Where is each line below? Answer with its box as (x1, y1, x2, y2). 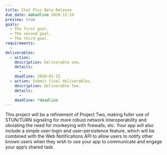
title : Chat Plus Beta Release (5, 7, 72, 13)
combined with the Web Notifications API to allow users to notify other (5, 133, 153, 139)
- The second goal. (10, 31, 52, 36)
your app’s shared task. (5, 144, 55, 150)
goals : (5, 21, 19, 27)
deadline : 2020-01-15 (14, 74, 60, 79)
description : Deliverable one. (14, 60, 81, 65)
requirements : (5, 41, 36, 46)
